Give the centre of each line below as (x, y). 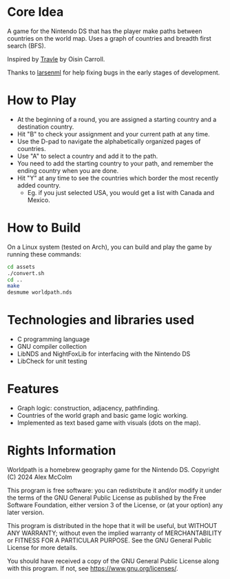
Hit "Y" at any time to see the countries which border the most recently (118, 178)
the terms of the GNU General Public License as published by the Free (107, 498)
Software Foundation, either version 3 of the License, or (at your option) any (115, 505)
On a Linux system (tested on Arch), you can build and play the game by (109, 247)
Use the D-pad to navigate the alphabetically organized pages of (109, 141)
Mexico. (39, 200)
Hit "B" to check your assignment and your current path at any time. (113, 134)
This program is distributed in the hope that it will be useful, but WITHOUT (112, 526)
